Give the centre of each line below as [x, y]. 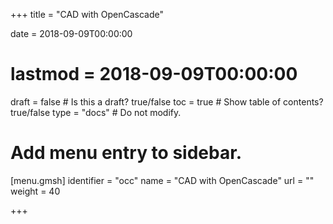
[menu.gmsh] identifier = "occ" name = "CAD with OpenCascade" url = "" [162, 180]
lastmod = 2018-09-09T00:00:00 [154, 74]
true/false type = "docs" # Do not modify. [96, 112]
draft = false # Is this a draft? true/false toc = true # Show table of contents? [167, 101]
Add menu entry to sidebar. [126, 153]
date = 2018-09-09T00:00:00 [71, 33]
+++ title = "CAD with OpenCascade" [87, 14]
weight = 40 [35, 191]
